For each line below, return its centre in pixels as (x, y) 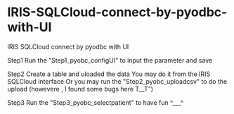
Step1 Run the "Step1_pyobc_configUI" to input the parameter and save (110, 60)
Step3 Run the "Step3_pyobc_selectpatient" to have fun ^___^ (96, 102)
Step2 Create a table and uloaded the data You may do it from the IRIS (109, 74)
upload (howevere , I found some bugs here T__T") (80, 89)
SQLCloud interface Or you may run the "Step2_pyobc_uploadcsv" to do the (117, 81)
